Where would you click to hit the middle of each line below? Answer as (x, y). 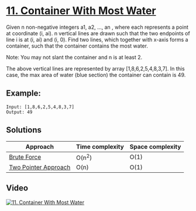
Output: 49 (19, 112)
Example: (23, 93)
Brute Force (25, 157)
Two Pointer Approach (40, 167)
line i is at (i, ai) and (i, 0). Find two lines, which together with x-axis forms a (97, 39)
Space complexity (155, 146)
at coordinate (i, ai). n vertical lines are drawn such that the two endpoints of (98, 33)
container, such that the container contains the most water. (77, 46)
